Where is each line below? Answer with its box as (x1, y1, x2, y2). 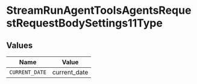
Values (6, 40, 33, 50)
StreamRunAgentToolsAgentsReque (6, 4, 192, 17)
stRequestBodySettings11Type (6, 16, 163, 30)
